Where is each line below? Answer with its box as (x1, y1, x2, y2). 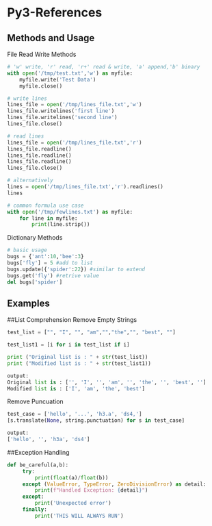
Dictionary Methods (7, 234, 63, 242)
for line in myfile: (19, 214, 78, 222)
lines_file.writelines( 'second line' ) (7, 114, 118, 121)
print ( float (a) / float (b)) (34, 474, 109, 481)
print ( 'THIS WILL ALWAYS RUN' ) (34, 512, 124, 519)
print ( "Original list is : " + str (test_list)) (7, 354, 148, 361)
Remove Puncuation (7, 397, 64, 405)
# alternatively (7, 177, 53, 184)
